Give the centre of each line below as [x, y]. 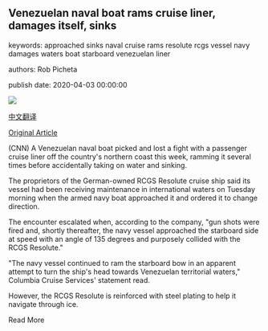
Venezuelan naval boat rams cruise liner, [112, 13]
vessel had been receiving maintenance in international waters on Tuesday [132, 189]
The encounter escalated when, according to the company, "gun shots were [134, 222]
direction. [24, 206]
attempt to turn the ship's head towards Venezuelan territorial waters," [124, 272]
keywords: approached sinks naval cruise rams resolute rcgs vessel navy [129, 45]
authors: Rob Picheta [43, 69]
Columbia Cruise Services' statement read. [79, 280]
